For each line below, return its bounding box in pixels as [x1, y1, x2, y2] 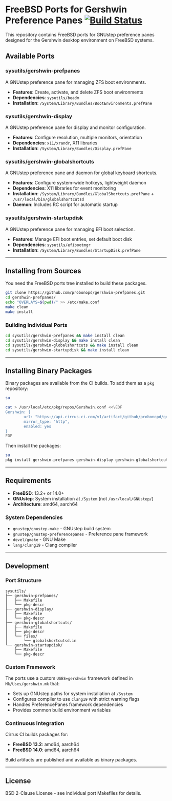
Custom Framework [5, 663, 55, 670]
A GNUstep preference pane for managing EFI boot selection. [5, 226, 135, 232]
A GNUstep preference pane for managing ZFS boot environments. [5, 79, 146, 85]
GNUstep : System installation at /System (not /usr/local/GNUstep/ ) [12, 495, 154, 501]
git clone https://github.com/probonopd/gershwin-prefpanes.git [5, 290, 145, 295]
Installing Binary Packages [5, 366, 92, 375]
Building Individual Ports [5, 321, 68, 328]
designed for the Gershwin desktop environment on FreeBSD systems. [5, 37, 154, 43]
